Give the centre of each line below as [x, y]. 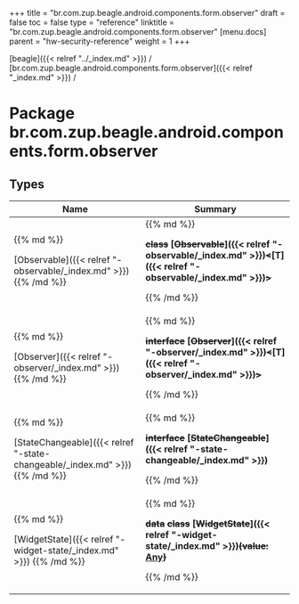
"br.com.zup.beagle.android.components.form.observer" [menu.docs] [138, 32]
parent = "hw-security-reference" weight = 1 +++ [100, 41]
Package [42, 114]
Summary [216, 209]
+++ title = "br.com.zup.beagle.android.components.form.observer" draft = [147, 13]
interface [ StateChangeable [206, 438]
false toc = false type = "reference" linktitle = [92, 22]
